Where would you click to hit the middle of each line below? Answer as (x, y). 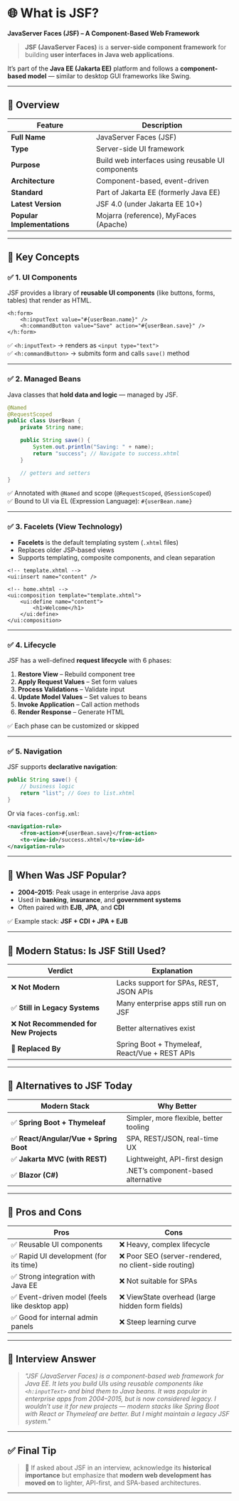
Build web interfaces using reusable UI (160, 160)
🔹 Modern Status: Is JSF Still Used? (87, 951)
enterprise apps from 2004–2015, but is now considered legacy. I (121, 1399)
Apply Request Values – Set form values (77, 682)
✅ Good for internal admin (54, 1317)
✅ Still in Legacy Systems (55, 1008)
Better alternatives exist (156, 1028)
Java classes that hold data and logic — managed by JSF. (93, 394)
